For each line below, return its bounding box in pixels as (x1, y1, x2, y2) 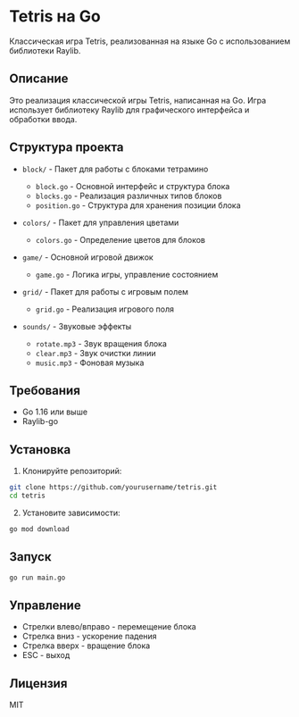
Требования (9, 382, 80, 398)
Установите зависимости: (21, 507, 120, 518)
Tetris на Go (9, 6, 101, 27)
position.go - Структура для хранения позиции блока (35, 199, 241, 211)
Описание (9, 71, 69, 87)
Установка (9, 442, 71, 457)
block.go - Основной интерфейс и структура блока (35, 180, 230, 191)
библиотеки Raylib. (9, 45, 81, 55)
